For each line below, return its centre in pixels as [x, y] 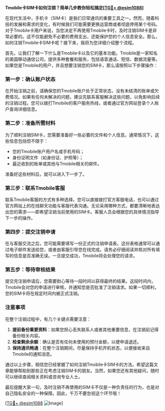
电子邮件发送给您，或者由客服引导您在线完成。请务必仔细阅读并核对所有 [82, 250]
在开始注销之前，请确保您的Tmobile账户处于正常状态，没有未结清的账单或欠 [82, 91]
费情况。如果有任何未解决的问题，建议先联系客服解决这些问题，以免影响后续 [82, 97]
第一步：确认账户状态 [30, 79]
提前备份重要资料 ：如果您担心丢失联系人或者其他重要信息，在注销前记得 [85, 329]
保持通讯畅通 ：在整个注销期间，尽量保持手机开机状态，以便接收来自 [81, 348]
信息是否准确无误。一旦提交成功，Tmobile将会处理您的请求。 [75, 256]
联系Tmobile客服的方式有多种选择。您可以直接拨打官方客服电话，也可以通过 [82, 199]
